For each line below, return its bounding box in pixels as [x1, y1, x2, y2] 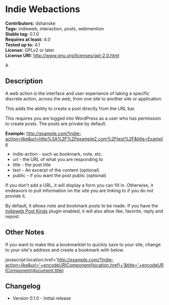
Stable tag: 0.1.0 [5, 31, 39, 37]
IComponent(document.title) [5, 267, 64, 273]
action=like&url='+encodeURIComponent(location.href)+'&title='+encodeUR [5, 262, 164, 268]
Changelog [5, 282, 41, 290]
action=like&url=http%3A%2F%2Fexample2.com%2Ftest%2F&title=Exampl [5, 135, 163, 142]
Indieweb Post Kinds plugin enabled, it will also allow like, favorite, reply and [5, 208, 163, 214]
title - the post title [12, 162, 51, 168]
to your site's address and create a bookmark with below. [5, 246, 125, 253]
